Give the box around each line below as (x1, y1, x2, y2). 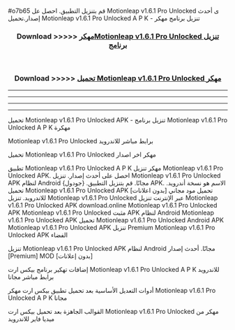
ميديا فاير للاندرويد (8, 315, 55, 323)
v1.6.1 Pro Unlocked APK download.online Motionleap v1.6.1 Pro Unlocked (8, 201, 218, 209)
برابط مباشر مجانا (8, 273, 54, 281)
